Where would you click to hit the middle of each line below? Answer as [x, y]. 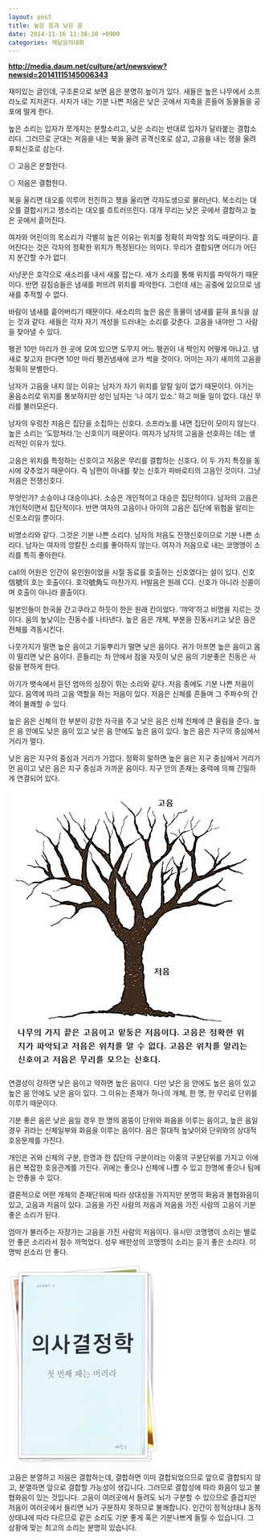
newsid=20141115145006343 [58, 75]
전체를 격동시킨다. [37, 630]
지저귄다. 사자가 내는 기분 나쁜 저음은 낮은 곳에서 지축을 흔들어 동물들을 [141, 101]
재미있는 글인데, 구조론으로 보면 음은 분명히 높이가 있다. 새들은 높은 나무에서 [127, 92]
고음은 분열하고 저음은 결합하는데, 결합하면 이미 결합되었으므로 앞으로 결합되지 [130, 1477]
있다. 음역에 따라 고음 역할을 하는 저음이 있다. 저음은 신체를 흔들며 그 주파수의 [129, 694]
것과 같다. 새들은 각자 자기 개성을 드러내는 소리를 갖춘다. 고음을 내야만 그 [130, 322]
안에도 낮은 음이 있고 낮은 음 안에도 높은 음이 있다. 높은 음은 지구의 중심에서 [143, 731]
